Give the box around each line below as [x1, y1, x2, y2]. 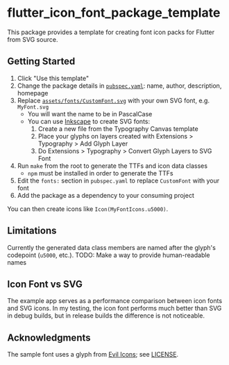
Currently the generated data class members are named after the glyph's [7, 243, 217, 251]
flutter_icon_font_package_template [7, 5, 221, 21]
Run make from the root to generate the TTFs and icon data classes [17, 162, 208, 170]
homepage [17, 88, 49, 97]
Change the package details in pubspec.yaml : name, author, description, [17, 81, 222, 90]
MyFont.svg [17, 103, 49, 111]
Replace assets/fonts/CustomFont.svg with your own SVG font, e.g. [17, 96, 210, 104]
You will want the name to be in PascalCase [27, 109, 153, 118]
